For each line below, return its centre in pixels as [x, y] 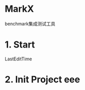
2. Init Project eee [42, 80]
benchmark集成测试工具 [30, 24]
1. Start [20, 45]
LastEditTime [19, 59]
